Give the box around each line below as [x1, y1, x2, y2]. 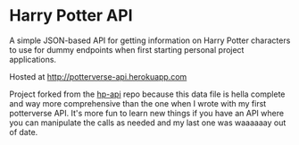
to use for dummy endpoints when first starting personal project [9, 44, 245, 55]
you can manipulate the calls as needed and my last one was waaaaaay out [9, 117, 287, 128]
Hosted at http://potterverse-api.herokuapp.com [9, 71, 187, 81]
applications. [9, 54, 56, 64]
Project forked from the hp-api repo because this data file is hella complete [9, 89, 286, 99]
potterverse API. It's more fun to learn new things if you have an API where [9, 107, 284, 118]
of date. [9, 126, 38, 137]
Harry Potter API [9, 5, 133, 26]
